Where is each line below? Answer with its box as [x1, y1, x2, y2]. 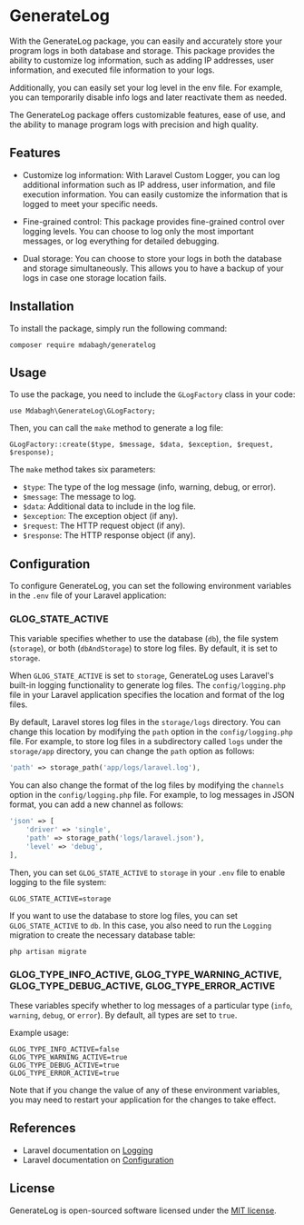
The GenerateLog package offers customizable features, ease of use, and [9, 109, 286, 120]
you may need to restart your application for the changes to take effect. [9, 1094, 277, 1105]
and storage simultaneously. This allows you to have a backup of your [22, 263, 284, 274]
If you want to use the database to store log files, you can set [9, 910, 239, 921]
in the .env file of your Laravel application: [9, 590, 167, 601]
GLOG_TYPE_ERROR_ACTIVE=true [9, 1069, 120, 1078]
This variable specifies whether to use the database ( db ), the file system [9, 633, 279, 644]
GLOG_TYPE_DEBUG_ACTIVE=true [9, 1061, 120, 1071]
